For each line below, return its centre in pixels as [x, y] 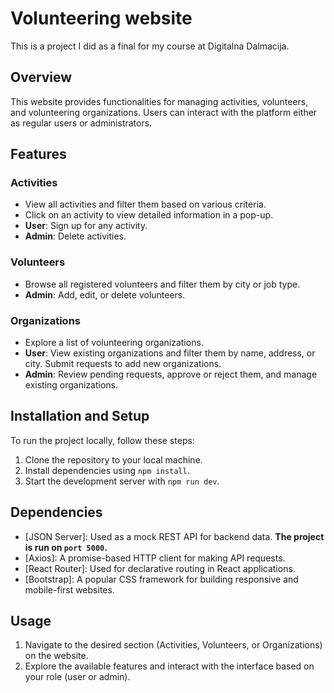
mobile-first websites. [69, 589]
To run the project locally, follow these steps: [102, 440]
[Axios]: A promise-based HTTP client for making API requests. [155, 558]
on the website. [56, 656]
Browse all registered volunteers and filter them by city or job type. [162, 284]
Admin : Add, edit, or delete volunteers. [105, 294]
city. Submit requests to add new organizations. [123, 364]
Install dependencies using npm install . [107, 470]
